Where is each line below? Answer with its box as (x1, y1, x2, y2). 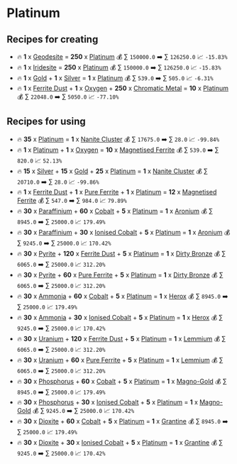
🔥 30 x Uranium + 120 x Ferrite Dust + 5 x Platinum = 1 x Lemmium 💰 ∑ (16, 334, 226, 343)
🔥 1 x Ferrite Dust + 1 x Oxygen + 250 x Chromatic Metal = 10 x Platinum (16, 84, 228, 92)
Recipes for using (6, 116, 86, 128)
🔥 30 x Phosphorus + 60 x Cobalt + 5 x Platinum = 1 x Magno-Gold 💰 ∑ (16, 377, 228, 385)
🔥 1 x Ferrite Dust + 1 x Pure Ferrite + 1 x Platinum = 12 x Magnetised (16, 187, 217, 196)
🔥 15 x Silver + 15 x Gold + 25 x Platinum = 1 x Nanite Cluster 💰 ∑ (16, 167, 209, 175)
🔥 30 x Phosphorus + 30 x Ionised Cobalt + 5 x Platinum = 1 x (16, 397, 198, 406)
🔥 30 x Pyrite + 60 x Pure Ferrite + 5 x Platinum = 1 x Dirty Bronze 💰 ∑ (16, 270, 224, 279)
